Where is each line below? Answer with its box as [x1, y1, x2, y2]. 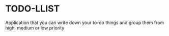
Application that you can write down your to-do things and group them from [5, 19, 164, 25]
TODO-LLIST [5, 3, 60, 14]
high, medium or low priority [5, 24, 65, 30]
